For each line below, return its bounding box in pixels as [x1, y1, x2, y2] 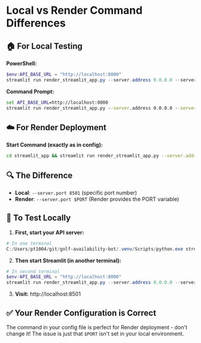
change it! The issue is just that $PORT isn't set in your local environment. [6, 330, 184, 337]
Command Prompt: [6, 88, 54, 95]
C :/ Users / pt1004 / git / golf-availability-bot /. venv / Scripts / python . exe [6, 246, 184, 252]
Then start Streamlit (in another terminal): [14, 257, 121, 264]
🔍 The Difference [6, 170, 73, 180]
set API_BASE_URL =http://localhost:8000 [6, 100, 109, 106]
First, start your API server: [14, 228, 84, 236]
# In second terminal [6, 268, 60, 275]
